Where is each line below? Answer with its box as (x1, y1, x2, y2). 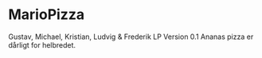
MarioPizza (8, 6, 85, 24)
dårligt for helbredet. (8, 40, 76, 49)
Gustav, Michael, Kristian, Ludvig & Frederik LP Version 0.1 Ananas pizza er (8, 32, 254, 41)
